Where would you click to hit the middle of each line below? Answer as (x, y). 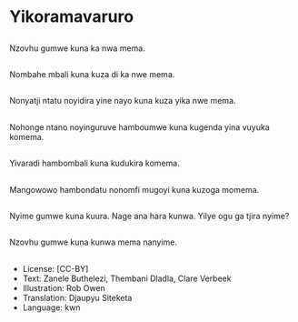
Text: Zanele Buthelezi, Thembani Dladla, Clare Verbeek (127, 278)
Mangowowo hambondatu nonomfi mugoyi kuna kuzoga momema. (134, 189)
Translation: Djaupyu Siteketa (77, 297)
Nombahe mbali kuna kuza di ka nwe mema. (92, 74)
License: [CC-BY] (55, 268)
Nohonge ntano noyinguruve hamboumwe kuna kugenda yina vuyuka (139, 127)
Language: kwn (51, 307)
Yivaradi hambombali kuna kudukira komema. (94, 163)
